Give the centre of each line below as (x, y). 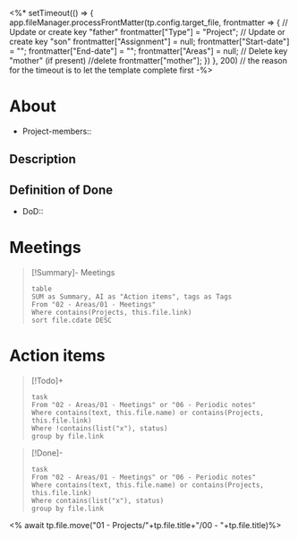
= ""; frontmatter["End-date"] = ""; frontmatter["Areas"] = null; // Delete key (149, 51)
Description (43, 159)
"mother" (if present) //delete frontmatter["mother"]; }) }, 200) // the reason (149, 61)
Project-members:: (57, 131)
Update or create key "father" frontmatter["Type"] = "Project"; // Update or (147, 32)
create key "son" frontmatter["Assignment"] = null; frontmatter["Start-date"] (149, 41)
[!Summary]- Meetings (73, 273)
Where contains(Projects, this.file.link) (111, 313)
